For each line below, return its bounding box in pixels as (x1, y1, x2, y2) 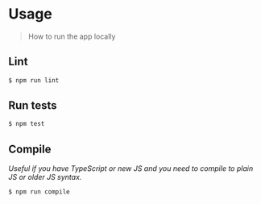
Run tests (8, 98, 57, 113)
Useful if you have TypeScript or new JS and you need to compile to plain (8, 164, 254, 173)
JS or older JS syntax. (8, 173, 82, 182)
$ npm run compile (8, 188, 70, 196)
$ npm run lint (8, 76, 60, 85)
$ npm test (8, 120, 45, 128)
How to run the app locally (27, 31, 116, 41)
